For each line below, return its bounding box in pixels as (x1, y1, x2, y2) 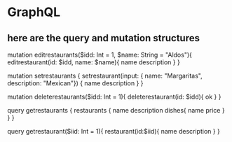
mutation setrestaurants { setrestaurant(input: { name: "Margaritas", (7, 71, 203, 80)
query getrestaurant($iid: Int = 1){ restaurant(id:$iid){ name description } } (7, 127, 221, 135)
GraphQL (7, 4, 61, 20)
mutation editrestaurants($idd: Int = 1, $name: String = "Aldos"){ (7, 50, 193, 59)
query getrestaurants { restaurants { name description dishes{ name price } (7, 106, 226, 114)
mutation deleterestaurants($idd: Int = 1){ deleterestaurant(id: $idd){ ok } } (7, 92, 221, 101)
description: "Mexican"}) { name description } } (7, 79, 144, 87)
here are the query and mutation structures (7, 32, 200, 44)
